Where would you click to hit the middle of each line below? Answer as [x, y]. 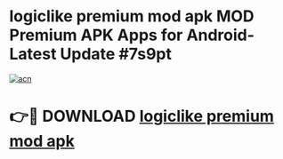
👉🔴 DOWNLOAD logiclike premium [141, 116]
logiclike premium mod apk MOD [132, 16]
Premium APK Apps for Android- [132, 35]
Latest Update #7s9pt [90, 54]
